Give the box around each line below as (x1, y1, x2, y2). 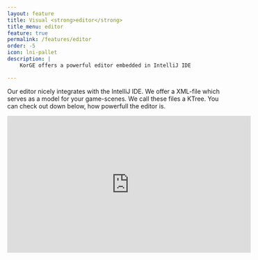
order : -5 (7, 42, 36, 49)
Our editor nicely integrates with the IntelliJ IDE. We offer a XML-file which (7, 87, 220, 95)
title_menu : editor (7, 23, 64, 30)
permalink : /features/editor (7, 36, 92, 43)
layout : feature (7, 10, 54, 17)
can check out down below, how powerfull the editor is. (7, 101, 166, 110)
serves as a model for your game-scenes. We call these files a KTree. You (7, 95, 219, 103)
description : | (7, 56, 51, 63)
